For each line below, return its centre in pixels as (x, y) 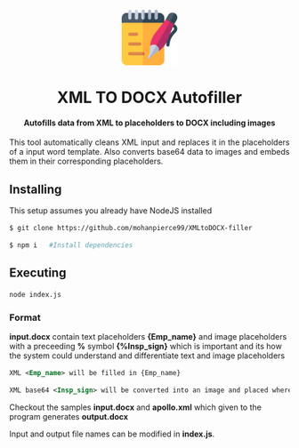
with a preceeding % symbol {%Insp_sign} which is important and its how (145, 346)
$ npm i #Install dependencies (71, 245)
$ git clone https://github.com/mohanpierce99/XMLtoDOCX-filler (131, 228)
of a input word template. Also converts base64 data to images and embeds (149, 152)
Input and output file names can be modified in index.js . (112, 434)
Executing (38, 273)
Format (25, 317)
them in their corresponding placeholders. (86, 161)
